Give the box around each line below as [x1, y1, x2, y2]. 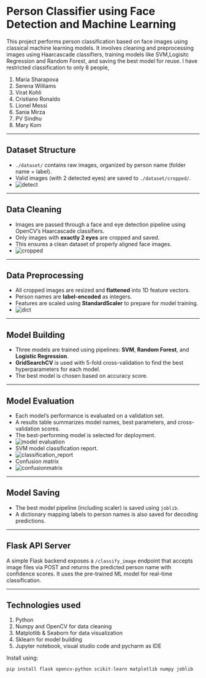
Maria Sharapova [15, 76, 59, 83]
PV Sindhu [15, 115, 42, 122]
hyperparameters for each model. [15, 365, 101, 373]
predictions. [15, 517, 46, 524]
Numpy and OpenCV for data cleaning [15, 623, 112, 630]
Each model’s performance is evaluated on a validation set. [15, 412, 164, 419]
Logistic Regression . [15, 353, 69, 360]
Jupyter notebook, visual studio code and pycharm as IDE [15, 642, 162, 650]
